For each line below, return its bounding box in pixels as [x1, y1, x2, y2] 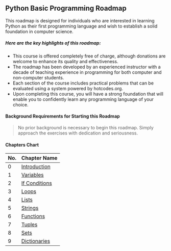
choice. [12, 101, 29, 107]
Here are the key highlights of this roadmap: [5, 40, 101, 46]
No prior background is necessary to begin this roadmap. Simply [17, 124, 154, 130]
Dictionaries [21, 238, 50, 245]
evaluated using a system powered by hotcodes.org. [12, 85, 124, 91]
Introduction [21, 163, 51, 170]
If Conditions [21, 180, 52, 187]
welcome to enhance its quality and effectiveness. [12, 58, 118, 64]
